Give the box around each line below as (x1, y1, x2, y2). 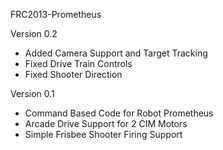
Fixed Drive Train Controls (24, 58, 133, 69)
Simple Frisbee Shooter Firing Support (24, 129, 183, 140)
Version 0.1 (10, 88, 55, 99)
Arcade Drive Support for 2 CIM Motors (24, 118, 188, 129)
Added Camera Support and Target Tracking (24, 47, 208, 59)
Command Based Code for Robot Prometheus (24, 107, 214, 119)
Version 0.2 (10, 28, 58, 39)
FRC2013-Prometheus (10, 9, 102, 20)
